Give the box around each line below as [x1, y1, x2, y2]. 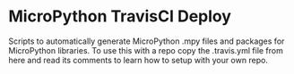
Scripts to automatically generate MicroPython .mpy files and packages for [8, 36, 285, 46]
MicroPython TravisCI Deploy [8, 6, 232, 27]
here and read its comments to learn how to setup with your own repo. [8, 54, 268, 65]
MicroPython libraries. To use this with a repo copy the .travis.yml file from [8, 45, 283, 55]
